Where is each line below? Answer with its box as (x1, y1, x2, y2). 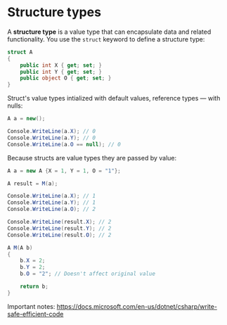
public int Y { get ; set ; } (20, 68, 102, 75)
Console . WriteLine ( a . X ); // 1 (7, 193, 96, 200)
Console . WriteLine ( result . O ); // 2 (7, 231, 112, 238)
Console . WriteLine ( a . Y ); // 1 (7, 199, 96, 206)
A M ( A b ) (7, 244, 33, 251)
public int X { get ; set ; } (20, 61, 102, 69)
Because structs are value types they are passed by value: (7, 153, 177, 162)
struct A (7, 49, 33, 56)
